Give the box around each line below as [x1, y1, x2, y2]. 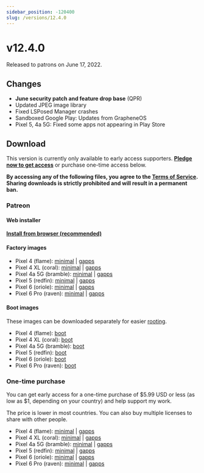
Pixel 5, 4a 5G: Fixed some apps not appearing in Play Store [15, 121, 166, 128]
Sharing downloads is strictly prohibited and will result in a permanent [6, 179, 188, 187]
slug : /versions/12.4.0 [6, 15, 67, 21]
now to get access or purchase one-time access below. [6, 161, 147, 168]
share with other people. [6, 416, 68, 423]
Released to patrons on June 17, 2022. [6, 61, 102, 68]
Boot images [6, 303, 39, 311]
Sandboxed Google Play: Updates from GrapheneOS [15, 114, 147, 122]
